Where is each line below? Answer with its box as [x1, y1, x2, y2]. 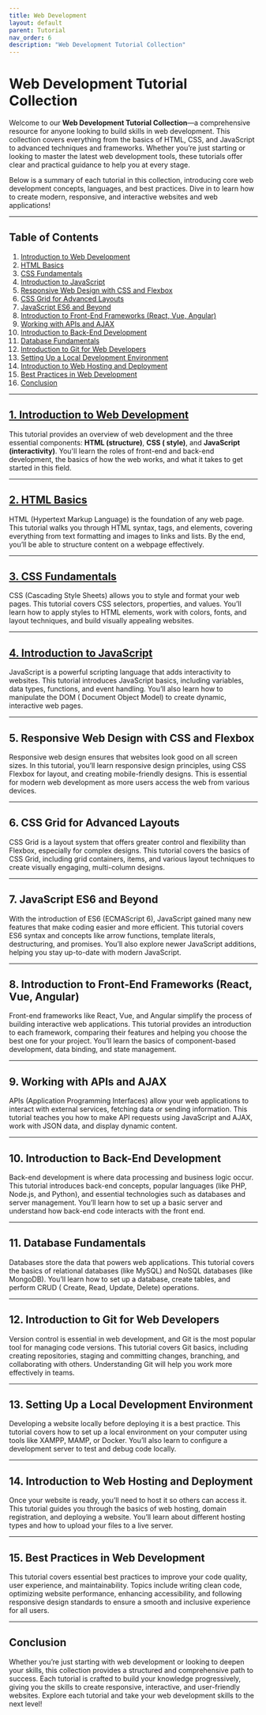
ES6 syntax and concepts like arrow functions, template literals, [9, 930, 215, 940]
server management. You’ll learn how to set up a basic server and [9, 1198, 223, 1207]
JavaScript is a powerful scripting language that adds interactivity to [9, 668, 231, 677]
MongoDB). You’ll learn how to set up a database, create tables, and [9, 1274, 231, 1284]
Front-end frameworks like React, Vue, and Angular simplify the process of [9, 1011, 253, 1020]
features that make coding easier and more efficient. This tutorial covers [9, 922, 244, 932]
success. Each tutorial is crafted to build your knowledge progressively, [9, 1674, 242, 1683]
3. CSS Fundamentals [9, 570, 117, 583]
